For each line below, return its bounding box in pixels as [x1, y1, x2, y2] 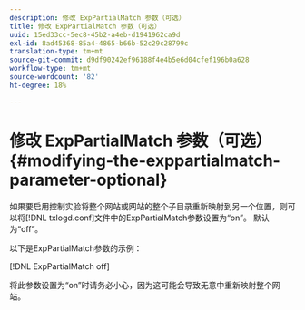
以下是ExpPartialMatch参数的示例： [9, 242, 143, 254]
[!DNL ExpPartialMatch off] [9, 260, 111, 272]
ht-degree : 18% [9, 81, 67, 90]
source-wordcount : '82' [9, 73, 100, 82]
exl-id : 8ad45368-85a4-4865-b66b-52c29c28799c [9, 38, 189, 48]
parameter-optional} [9, 170, 168, 190]
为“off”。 [9, 223, 44, 234]
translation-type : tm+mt [9, 47, 103, 56]
